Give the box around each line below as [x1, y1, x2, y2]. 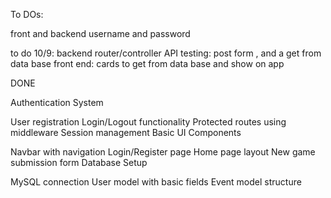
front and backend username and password [10, 28, 191, 39]
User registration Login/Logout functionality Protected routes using [10, 116, 287, 128]
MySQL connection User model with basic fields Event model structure [10, 176, 302, 188]
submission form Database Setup [10, 157, 148, 168]
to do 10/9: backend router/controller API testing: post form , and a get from [10, 47, 322, 59]
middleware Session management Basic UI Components [10, 127, 242, 138]
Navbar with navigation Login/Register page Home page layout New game [10, 146, 316, 158]
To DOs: [10, 9, 44, 20]
